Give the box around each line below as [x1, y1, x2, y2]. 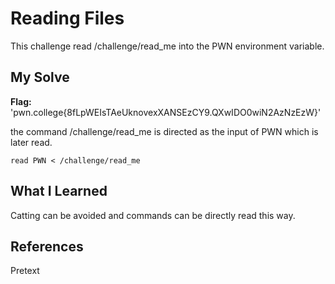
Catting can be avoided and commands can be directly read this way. [10, 209, 296, 221]
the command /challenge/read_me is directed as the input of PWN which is [10, 125, 319, 137]
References [10, 238, 84, 255]
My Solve [10, 69, 70, 86]
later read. [10, 136, 53, 148]
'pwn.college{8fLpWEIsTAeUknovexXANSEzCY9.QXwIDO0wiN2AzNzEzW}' [10, 106, 322, 118]
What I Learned [10, 183, 108, 200]
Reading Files [10, 7, 125, 30]
